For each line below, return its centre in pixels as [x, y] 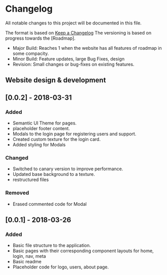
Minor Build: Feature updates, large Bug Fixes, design [69, 58]
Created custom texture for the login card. [57, 139]
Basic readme [27, 262]
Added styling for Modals [39, 145]
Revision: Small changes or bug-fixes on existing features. [73, 64]
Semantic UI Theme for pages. [45, 123]
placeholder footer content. [41, 129]
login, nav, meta [29, 256]
